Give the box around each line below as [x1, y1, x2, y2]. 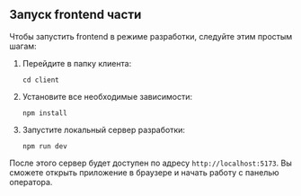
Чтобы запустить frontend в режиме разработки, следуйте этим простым [9, 31, 293, 41]
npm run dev [22, 141, 67, 151]
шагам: [9, 40, 38, 51]
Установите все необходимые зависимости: [22, 91, 193, 102]
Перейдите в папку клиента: [22, 58, 132, 68]
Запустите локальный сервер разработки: [22, 124, 186, 135]
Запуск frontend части [9, 7, 142, 22]
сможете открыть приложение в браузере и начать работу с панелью [9, 166, 280, 178]
